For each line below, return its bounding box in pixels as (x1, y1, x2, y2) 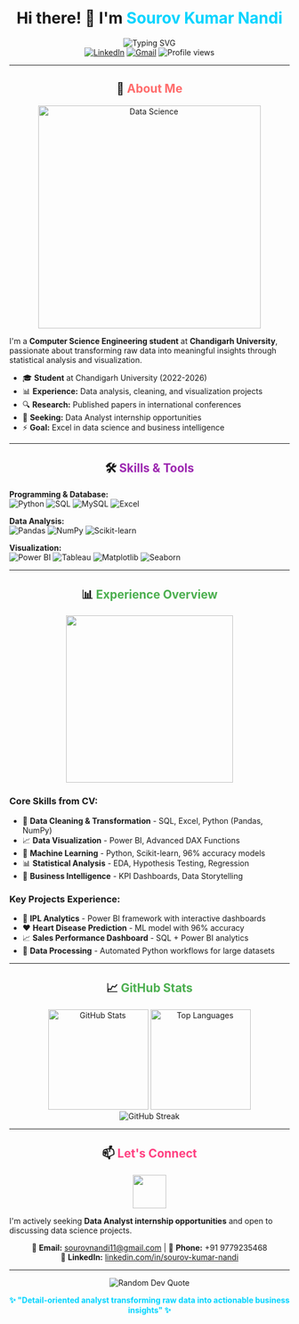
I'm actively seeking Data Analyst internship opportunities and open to (9, 1215, 273, 1226)
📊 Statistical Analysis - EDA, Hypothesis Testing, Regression (21, 858, 250, 868)
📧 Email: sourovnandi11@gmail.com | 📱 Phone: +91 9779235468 (31, 1242, 268, 1253)
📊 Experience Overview (81, 587, 218, 602)
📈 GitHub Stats (106, 981, 193, 996)
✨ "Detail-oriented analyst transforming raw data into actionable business (9, 1295, 290, 1305)
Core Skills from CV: (9, 795, 98, 808)
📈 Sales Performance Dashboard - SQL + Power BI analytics (21, 932, 249, 943)
